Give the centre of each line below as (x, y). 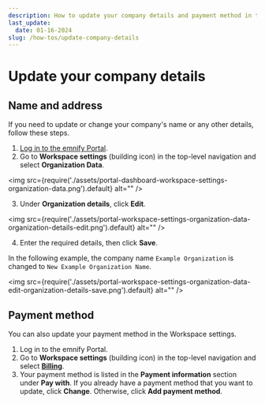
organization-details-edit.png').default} (72, 228)
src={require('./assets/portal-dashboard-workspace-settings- (127, 180)
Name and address (56, 105)
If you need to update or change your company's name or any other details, (131, 125)
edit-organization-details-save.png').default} (81, 290)
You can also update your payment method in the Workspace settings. (122, 334)
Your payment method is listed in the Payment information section (128, 375)
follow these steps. (39, 133)
